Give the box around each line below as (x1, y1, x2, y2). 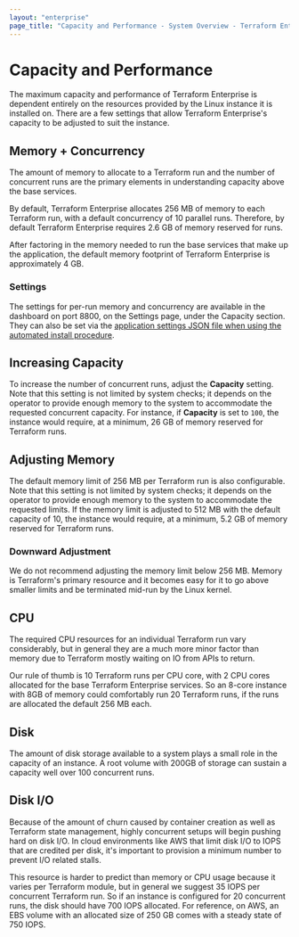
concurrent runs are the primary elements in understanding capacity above (9, 177, 285, 187)
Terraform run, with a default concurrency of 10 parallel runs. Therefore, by (9, 213, 285, 224)
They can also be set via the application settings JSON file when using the (9, 320, 282, 331)
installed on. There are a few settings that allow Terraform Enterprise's (9, 108, 268, 119)
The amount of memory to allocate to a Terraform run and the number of (9, 167, 276, 178)
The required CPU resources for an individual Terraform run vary (9, 634, 246, 645)
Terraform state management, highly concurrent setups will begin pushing (9, 826, 282, 836)
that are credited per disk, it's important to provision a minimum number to (9, 844, 282, 856)
